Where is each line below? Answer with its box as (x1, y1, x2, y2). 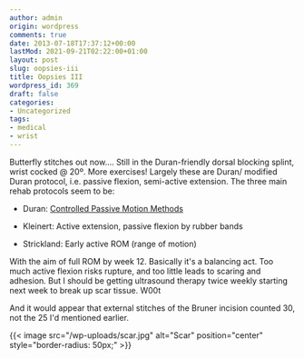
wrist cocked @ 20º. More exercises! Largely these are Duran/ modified (9, 165, 279, 177)
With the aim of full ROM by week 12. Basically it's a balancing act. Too (9, 255, 274, 266)
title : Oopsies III (9, 73, 83, 82)
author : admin (9, 13, 64, 23)
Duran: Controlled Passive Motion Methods (22, 203, 184, 214)
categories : (9, 97, 54, 107)
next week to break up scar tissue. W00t (9, 284, 162, 295)
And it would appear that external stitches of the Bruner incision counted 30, (9, 302, 296, 314)
